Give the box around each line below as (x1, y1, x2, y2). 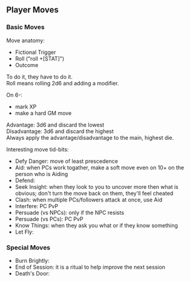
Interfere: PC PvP (15, 202, 59, 209)
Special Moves (6, 243, 51, 252)
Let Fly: (15, 228, 34, 235)
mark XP (15, 103, 37, 110)
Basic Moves (6, 23, 45, 31)
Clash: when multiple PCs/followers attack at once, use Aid (15, 196, 163, 203)
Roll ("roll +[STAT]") (15, 54, 65, 62)
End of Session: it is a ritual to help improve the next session (15, 263, 165, 271)
